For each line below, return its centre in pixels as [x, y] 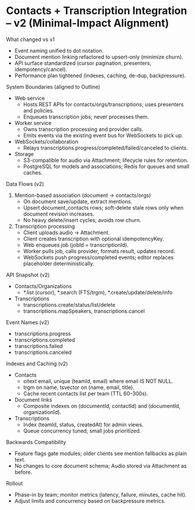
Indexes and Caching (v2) [37, 363]
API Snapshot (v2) [28, 275]
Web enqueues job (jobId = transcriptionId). [76, 245]
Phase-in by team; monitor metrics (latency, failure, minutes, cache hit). [100, 494]
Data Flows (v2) [25, 184]
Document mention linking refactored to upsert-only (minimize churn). [99, 57]
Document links [33, 400]
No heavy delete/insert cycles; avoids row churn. [82, 220]
